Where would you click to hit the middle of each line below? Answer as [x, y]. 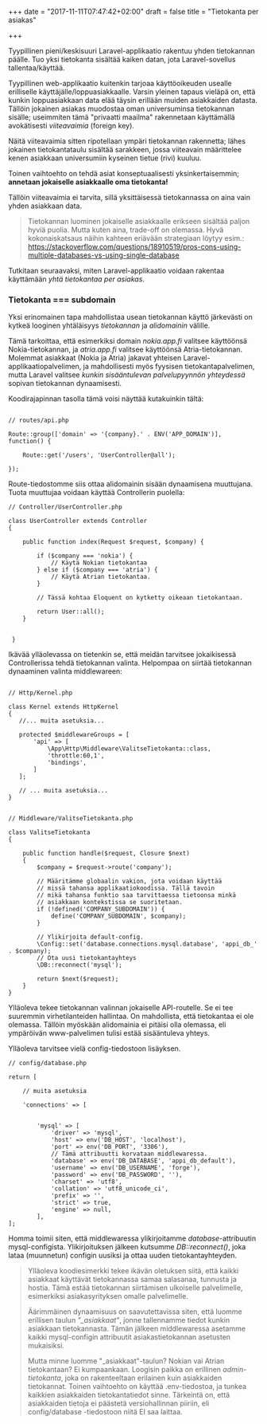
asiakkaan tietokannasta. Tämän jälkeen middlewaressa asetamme [137, 1329]
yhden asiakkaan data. [45, 206]
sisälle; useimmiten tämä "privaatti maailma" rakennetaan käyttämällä [122, 117]
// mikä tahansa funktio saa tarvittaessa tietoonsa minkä [137, 895]
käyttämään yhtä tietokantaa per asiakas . [77, 279]
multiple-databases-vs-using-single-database [104, 255]
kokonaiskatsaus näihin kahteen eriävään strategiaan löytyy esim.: [136, 238]
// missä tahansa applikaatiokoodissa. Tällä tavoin [126, 888]
